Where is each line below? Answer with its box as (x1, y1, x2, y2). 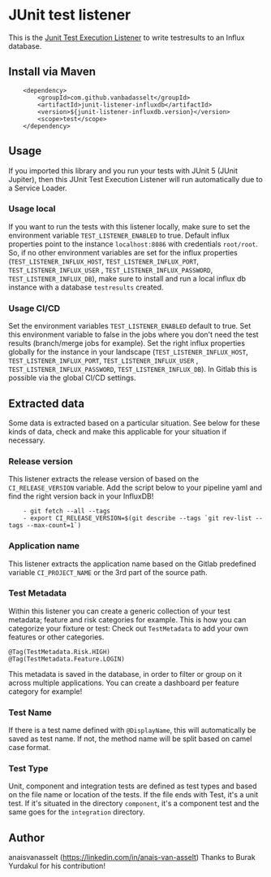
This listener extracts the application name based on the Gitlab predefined (8, 559, 256, 569)
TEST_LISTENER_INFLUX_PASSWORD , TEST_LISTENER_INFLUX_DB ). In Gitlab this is (8, 364, 257, 374)
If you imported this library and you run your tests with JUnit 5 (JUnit (8, 165, 238, 176)
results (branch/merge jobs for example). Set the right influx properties (8, 338, 246, 348)
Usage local (8, 203, 56, 215)
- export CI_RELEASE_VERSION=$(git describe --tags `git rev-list (23, 514, 252, 522)
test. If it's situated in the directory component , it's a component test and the (8, 799, 260, 809)
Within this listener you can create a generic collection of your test (8, 606, 230, 616)
